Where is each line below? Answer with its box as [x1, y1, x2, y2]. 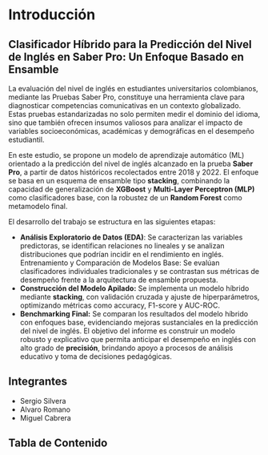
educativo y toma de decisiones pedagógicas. [19, 352, 172, 361]
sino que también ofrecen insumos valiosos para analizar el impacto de [8, 118, 243, 127]
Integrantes [8, 375, 68, 389]
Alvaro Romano [19, 405, 70, 414]
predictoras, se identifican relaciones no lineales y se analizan [19, 241, 226, 250]
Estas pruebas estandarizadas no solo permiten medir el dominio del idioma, [8, 110, 261, 119]
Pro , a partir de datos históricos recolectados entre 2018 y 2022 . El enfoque [8, 167, 259, 177]
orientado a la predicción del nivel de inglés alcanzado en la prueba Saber [8, 159, 254, 168]
